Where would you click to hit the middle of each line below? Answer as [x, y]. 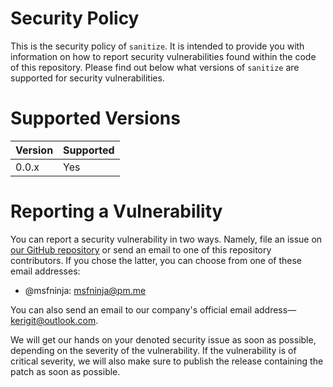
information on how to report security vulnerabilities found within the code [163, 56]
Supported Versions [95, 118]
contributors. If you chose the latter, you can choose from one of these [156, 260]
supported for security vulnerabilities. [87, 78]
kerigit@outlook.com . [54, 320]
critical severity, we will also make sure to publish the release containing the [167, 361]
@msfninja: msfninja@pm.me [85, 290]
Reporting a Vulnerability [116, 211]
